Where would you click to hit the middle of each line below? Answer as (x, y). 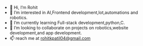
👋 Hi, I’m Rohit (24, 7)
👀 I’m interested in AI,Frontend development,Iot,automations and (74, 12)
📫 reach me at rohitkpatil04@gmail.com (50, 38)
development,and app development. (46, 33)
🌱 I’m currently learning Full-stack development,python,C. (67, 23)
